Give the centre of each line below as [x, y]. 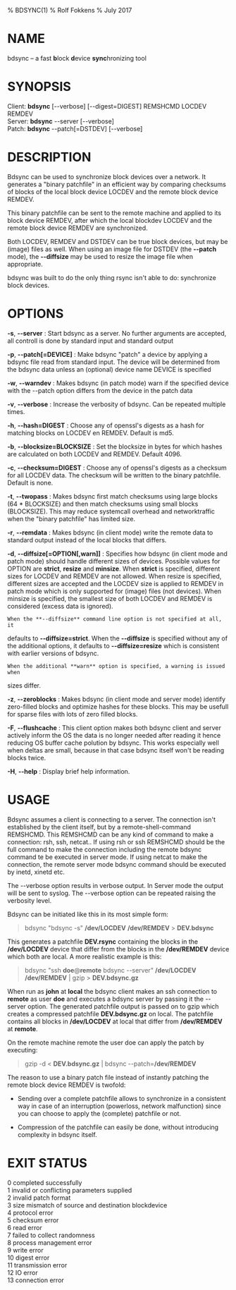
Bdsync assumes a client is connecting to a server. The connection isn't [112, 819]
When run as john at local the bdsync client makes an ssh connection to [112, 991]
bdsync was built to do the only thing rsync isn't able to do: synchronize [112, 277]
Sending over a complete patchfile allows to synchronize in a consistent [122, 1098]
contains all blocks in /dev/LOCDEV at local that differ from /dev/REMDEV [115, 1021]
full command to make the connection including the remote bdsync [105, 849]
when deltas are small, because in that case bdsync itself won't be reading [116, 750]
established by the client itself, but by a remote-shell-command [99, 827]
